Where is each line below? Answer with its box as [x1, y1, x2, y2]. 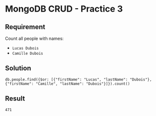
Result [5, 95, 25, 103]
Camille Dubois [12, 51, 44, 56]
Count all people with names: [5, 35, 64, 41]
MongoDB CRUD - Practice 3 [5, 3, 123, 15]
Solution [5, 64, 31, 72]
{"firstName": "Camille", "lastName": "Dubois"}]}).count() [5, 81, 131, 86]
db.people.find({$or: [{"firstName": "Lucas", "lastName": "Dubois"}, [5, 77, 152, 82]
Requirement [5, 23, 45, 31]
